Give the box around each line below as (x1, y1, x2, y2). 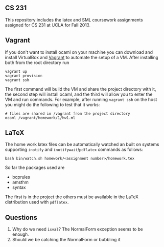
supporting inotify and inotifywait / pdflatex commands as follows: (5, 146, 143, 153)
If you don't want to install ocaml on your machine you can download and (5, 49, 153, 55)
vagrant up (5, 69, 27, 74)
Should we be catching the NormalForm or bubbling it (12, 237, 121, 243)
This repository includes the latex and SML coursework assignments (5, 17, 143, 22)
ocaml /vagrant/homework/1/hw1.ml (5, 115, 76, 120)
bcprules (12, 174, 30, 180)
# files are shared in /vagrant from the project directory (5, 111, 131, 116)
